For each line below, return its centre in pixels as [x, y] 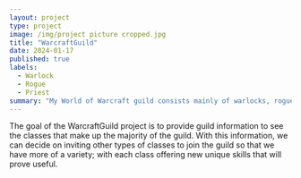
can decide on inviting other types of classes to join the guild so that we [142, 145]
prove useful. [34, 164]
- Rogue [32, 84]
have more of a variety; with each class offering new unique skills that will [146, 155]
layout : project [39, 17]
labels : [24, 68]
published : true [39, 59]
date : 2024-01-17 [42, 51]
